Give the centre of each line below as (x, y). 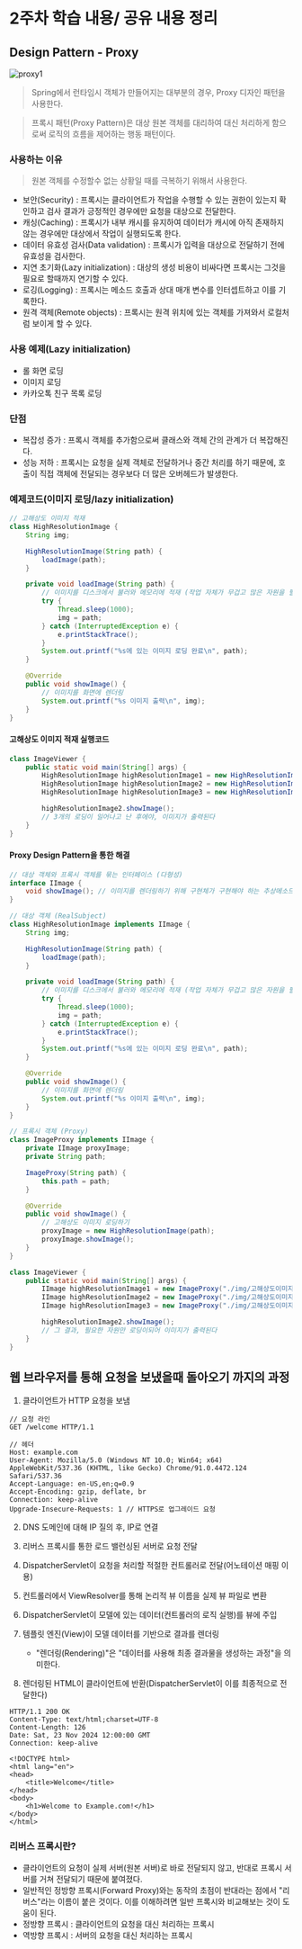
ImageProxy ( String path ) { (76, 1172)
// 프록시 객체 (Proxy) (49, 1132)
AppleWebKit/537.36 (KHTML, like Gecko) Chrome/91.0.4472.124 (128, 1468)
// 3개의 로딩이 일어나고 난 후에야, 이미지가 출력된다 (129, 817)
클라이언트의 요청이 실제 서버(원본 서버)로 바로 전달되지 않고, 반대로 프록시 (152, 1867)
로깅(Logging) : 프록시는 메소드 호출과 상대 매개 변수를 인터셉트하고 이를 (149, 290)
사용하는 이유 (36, 159)
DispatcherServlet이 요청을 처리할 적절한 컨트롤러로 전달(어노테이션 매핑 (151, 1566)
